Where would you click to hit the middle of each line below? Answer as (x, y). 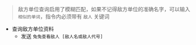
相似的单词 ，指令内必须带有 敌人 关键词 (63, 16)
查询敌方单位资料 (33, 29)
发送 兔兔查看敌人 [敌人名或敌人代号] (62, 36)
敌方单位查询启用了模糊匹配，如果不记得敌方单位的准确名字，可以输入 (104, 9)
